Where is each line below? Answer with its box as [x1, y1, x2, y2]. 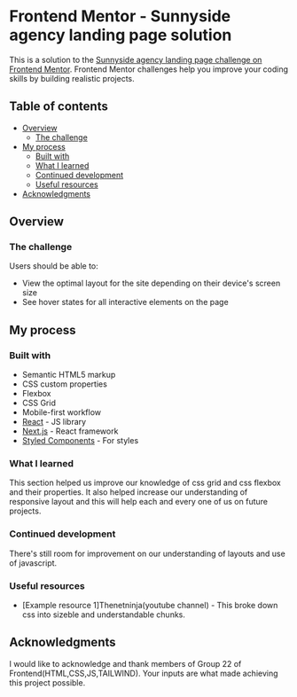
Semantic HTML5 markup [21, 370, 116, 380]
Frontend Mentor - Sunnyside [9, 6, 231, 27]
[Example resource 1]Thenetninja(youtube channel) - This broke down [21, 600, 278, 611]
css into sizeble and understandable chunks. [21, 609, 186, 620]
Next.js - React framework [21, 426, 119, 436]
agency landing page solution [9, 25, 232, 45]
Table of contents [9, 99, 108, 114]
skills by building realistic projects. [9, 73, 135, 83]
